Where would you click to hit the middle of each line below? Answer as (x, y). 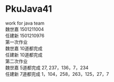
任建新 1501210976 (25, 35)
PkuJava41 (29, 9)
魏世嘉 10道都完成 (24, 48)
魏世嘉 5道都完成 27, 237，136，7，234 (47, 68)
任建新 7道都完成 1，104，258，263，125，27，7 (57, 74)
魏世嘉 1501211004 (25, 29)
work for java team (25, 23)
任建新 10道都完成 (24, 55)
